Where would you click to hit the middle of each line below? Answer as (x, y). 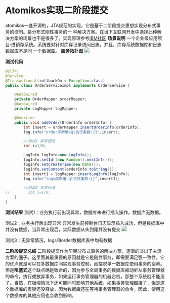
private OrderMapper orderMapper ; (51, 99)
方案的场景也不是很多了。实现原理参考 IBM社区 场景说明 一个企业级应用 (83, 38)
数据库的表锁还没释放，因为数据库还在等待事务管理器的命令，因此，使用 (85, 289)
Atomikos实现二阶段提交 (57, 10)
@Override (25, 118)
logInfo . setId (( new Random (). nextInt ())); (69, 160)
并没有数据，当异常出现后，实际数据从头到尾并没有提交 (63, 229)
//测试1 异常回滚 (39, 141)
